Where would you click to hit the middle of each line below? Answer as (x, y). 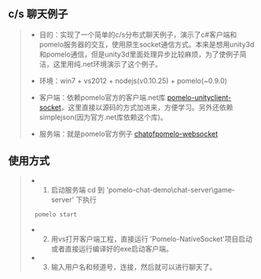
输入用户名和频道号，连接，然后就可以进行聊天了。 (134, 266)
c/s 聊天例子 (38, 14)
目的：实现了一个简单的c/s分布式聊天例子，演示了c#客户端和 (138, 35)
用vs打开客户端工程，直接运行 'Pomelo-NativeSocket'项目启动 (152, 239)
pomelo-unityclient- (199, 97)
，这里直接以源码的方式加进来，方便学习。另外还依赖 (147, 107)
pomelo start (56, 215)
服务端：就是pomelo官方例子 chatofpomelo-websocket (129, 134)
